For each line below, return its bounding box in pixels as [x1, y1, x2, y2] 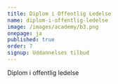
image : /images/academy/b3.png [7, 23, 99, 30]
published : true [7, 36, 55, 43]
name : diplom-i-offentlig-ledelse [7, 17, 109, 24]
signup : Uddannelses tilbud [7, 50, 90, 57]
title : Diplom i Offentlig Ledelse [7, 10, 112, 17]
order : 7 [7, 43, 33, 50]
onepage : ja [7, 29, 42, 37]
